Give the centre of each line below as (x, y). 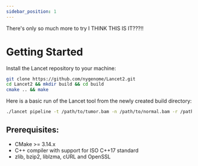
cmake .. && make (27, 90)
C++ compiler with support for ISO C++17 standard (77, 150)
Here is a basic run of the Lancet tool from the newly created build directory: (99, 101)
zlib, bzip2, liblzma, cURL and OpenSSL (62, 157)
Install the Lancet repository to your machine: (61, 68)
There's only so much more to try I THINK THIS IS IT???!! (75, 28)
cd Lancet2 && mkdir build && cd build (55, 84)
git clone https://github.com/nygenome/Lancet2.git (71, 79)
